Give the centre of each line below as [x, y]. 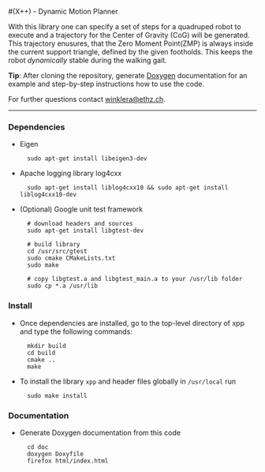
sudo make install [57, 395]
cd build [41, 353]
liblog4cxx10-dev [48, 195]
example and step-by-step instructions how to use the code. [106, 84]
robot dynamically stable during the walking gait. [88, 60]
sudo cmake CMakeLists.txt [71, 258]
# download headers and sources [80, 224]
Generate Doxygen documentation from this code [100, 433]
